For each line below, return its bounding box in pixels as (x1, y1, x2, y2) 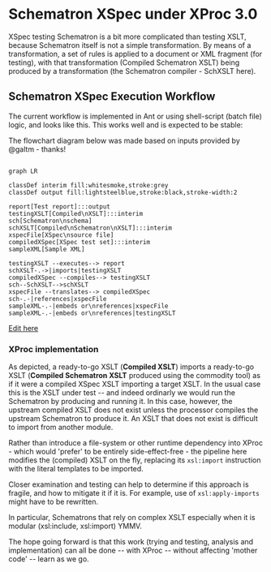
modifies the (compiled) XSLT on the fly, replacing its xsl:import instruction (8, 455, 261, 465)
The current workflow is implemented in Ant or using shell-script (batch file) (8, 111, 262, 121)
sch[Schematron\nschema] (8, 217, 92, 225)
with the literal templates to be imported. (8, 464, 144, 474)
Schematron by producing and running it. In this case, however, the (8, 397, 233, 406)
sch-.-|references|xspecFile (8, 295, 107, 303)
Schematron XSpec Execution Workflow (8, 90, 216, 104)
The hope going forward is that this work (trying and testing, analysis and (8, 537, 254, 547)
